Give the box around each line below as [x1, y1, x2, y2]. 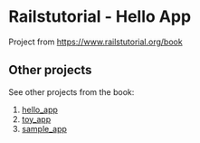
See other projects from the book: [8, 86, 135, 97]
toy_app [21, 113, 52, 124]
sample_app [21, 123, 67, 134]
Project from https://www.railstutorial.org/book [8, 36, 183, 47]
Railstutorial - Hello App [8, 6, 192, 27]
